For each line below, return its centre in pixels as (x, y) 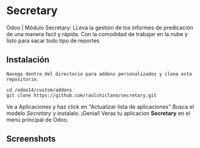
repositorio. (23, 79)
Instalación (28, 60)
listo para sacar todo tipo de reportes (53, 40)
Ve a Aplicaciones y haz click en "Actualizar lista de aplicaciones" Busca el (100, 106)
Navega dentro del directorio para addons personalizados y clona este (99, 74)
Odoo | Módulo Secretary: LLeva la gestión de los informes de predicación (100, 28)
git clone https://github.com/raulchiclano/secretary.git (81, 95)
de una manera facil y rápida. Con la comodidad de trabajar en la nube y (97, 34)
